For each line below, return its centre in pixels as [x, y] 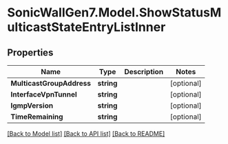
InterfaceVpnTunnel [44, 94]
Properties [30, 52]
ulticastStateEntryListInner [86, 27]
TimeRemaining [37, 117]
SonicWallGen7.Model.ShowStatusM [114, 13]
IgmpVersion [32, 106]
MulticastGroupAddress [51, 83]
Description [144, 72]
